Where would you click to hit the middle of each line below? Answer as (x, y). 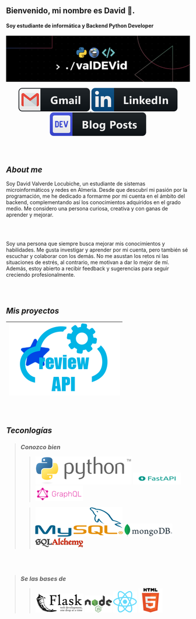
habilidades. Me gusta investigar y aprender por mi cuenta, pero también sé (97, 250)
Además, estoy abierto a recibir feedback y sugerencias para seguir (87, 269)
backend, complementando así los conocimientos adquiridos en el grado (93, 202)
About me (24, 169)
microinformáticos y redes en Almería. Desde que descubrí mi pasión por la (97, 190)
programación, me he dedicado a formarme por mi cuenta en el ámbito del (96, 196)
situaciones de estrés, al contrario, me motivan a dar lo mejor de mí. (87, 262)
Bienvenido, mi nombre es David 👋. (71, 11)
